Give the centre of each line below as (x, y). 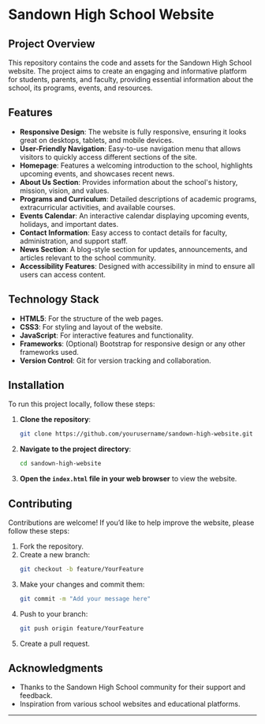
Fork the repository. (52, 546)
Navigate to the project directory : (75, 449)
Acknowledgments (56, 668)
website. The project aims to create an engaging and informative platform (127, 71)
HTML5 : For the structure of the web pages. (91, 319)
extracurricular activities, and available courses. (97, 207)
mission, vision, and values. (64, 190)
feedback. (36, 696)
